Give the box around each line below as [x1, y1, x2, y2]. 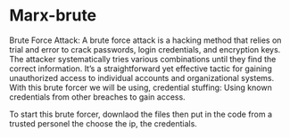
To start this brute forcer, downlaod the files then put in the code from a [9, 109, 273, 119]
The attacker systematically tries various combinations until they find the [9, 53, 277, 64]
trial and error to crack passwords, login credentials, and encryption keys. [9, 44, 281, 54]
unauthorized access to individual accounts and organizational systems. [9, 72, 275, 83]
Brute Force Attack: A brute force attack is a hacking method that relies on [9, 35, 282, 45]
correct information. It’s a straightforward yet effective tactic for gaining [9, 63, 272, 74]
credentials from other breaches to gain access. [9, 91, 186, 102]
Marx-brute [9, 5, 97, 26]
